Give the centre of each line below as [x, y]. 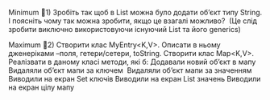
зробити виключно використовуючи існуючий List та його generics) [125, 29]
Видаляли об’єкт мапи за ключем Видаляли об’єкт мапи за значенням [130, 70]
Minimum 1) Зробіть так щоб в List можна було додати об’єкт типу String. [135, 12]
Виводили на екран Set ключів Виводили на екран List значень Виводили [135, 79]
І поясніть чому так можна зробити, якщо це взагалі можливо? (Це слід [133, 21]
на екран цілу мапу [42, 87]
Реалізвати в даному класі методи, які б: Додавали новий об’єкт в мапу [132, 62]
